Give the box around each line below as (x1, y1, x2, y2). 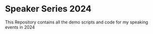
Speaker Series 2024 (5, 3, 92, 14)
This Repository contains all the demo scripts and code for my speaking (5, 19, 149, 25)
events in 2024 (5, 24, 35, 30)
